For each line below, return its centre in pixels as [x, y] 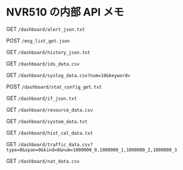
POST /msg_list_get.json [38, 40]
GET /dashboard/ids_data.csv [43, 64]
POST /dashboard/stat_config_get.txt [54, 86]
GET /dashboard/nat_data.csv [43, 160]
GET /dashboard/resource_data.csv [50, 109]
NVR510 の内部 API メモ [65, 12]
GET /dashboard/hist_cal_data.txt [50, 133]
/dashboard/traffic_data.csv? [55, 144]
